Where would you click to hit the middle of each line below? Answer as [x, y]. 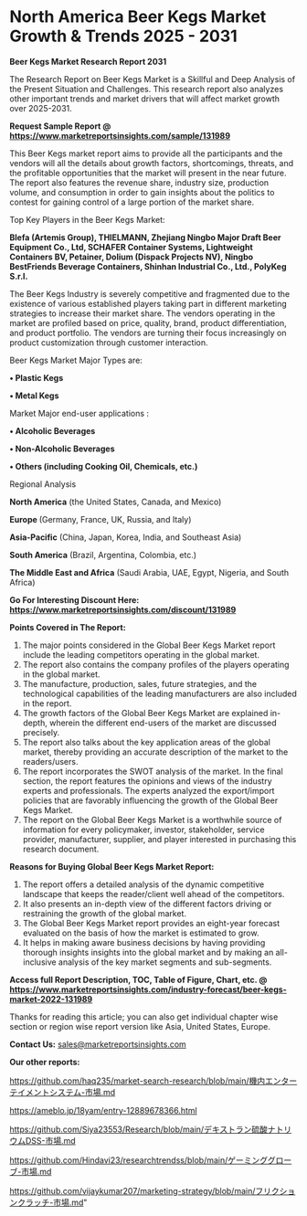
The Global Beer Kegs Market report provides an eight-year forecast [151, 923]
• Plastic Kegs [37, 377]
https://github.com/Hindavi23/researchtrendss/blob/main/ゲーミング [138, 1160]
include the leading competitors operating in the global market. [141, 654]
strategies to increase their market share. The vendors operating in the [143, 313]
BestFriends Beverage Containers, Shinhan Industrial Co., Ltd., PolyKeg [148, 266]
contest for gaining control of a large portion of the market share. [132, 202]
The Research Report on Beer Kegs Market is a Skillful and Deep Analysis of [152, 79]
